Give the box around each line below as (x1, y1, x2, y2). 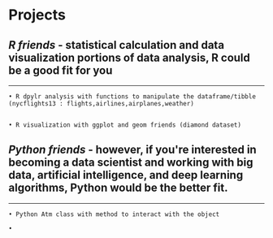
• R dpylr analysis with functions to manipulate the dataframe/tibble (8, 93, 256, 101)
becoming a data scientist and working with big (8, 156, 253, 170)
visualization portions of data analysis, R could (8, 50, 250, 64)
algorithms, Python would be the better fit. (8, 181, 228, 195)
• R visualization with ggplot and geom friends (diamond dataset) (8, 121, 242, 129)
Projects (8, 6, 67, 24)
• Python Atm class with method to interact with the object (8, 210, 220, 219)
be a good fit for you (8, 63, 113, 77)
